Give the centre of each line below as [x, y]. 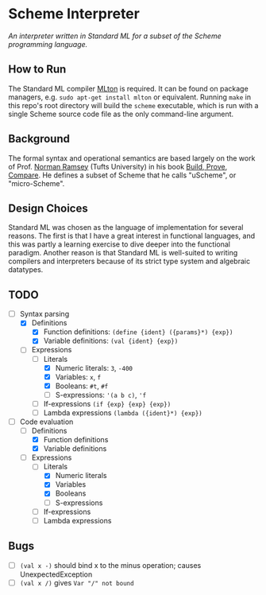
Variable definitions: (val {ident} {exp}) [111, 341]
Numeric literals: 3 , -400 [94, 367]
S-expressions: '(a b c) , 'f [101, 395]
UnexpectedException [56, 574]
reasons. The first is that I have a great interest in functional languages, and [132, 236]
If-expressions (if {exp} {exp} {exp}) [107, 403]
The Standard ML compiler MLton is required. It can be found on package [128, 88]
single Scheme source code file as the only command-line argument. [121, 114]
